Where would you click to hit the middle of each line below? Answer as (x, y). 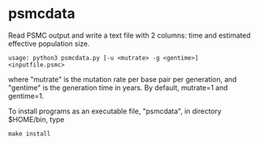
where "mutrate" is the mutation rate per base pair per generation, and (123, 79)
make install (29, 134)
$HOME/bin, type (36, 119)
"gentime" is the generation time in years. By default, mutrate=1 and (118, 88)
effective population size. (49, 43)
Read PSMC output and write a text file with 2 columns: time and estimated (129, 35)
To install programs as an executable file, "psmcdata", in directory (115, 111)
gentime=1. (26, 95)
